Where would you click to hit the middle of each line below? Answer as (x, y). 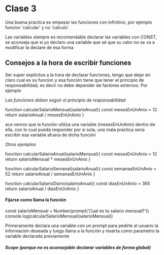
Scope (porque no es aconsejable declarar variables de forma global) (78, 247)
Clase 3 (21, 9)
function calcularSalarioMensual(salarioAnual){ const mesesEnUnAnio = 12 (81, 109)
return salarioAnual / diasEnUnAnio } (42, 189)
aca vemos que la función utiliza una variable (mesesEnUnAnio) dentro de (80, 124)
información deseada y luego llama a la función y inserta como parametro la (82, 231)
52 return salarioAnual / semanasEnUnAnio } (50, 174)
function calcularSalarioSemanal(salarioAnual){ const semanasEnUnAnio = (81, 168)
